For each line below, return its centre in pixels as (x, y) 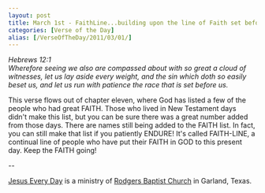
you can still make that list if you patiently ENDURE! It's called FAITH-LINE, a (132, 134)
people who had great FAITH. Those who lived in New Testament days (122, 109)
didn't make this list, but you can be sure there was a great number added (128, 117)
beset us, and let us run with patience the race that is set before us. (118, 85)
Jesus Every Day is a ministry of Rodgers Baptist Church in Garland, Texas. (130, 181)
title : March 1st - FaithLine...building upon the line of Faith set (125, 23)
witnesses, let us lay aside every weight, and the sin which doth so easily (127, 76)
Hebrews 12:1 (30, 60)
